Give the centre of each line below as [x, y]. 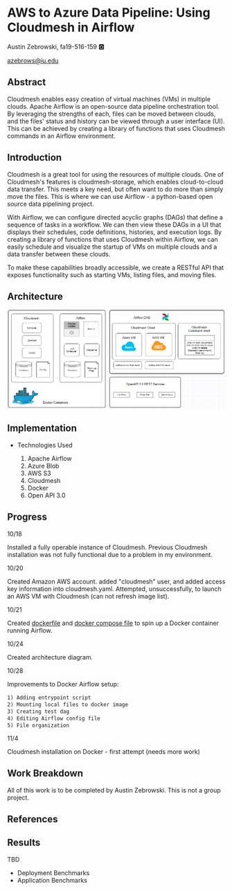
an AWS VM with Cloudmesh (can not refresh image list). [88, 596]
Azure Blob [43, 466]
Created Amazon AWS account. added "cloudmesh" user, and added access [116, 581]
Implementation [42, 429]
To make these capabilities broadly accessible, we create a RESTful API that [115, 267]
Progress [27, 517]
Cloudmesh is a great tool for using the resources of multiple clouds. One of [115, 174]
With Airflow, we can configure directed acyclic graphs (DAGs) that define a [115, 217]
